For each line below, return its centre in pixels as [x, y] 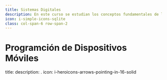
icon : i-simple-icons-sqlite [35, 19]
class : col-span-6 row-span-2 [37, 23]
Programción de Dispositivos [66, 48]
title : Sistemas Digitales [33, 10]
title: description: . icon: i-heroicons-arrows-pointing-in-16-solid [71, 72]
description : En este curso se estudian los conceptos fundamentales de [82, 14]
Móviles [22, 59]
